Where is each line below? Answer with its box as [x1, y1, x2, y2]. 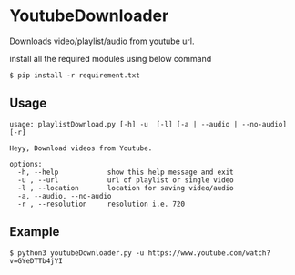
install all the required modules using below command [9, 53, 212, 64]
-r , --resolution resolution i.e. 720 [17, 199, 185, 209]
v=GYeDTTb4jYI [9, 256, 64, 265]
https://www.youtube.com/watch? [147, 248, 271, 258]
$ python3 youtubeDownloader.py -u [9, 248, 145, 258]
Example [9, 224, 60, 239]
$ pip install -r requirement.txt [9, 70, 141, 80]
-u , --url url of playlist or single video [17, 175, 234, 185]
